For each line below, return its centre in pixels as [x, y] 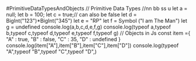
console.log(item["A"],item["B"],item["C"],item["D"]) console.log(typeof [92, 45]
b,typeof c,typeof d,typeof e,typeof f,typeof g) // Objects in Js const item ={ [98, 33]
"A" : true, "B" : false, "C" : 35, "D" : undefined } [64, 39]
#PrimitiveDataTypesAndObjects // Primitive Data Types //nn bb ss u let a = [97, 8]
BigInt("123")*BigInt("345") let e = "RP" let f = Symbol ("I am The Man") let [97, 21]
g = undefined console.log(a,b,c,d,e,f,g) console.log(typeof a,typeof [89, 27]
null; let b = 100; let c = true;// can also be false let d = [71, 15]
